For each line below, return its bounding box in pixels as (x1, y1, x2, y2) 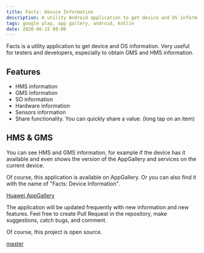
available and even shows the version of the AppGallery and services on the (6, 155, 197, 162)
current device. (6, 162, 44, 169)
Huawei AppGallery (6, 192, 55, 199)
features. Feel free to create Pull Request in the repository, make (6, 210, 168, 217)
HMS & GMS (6, 133, 53, 143)
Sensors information (15, 109, 66, 116)
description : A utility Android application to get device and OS (6, 15, 178, 21)
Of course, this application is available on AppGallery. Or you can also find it (6, 173, 196, 181)
